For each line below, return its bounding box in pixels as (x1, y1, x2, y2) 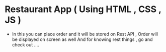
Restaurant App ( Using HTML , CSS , (5, 4, 161, 15)
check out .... (12, 41, 40, 47)
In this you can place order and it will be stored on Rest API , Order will (12, 31, 158, 37)
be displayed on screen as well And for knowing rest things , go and (12, 36, 153, 42)
